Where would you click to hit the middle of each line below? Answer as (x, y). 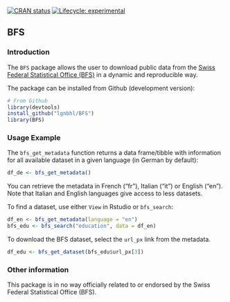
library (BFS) (26, 120)
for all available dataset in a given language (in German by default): (103, 160)
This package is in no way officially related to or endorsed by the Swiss (109, 285)
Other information (38, 269)
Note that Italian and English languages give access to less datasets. (105, 193)
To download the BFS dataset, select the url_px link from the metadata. (109, 240)
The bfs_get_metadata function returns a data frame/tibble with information (114, 153)
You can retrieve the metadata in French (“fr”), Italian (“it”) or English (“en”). (115, 186)
